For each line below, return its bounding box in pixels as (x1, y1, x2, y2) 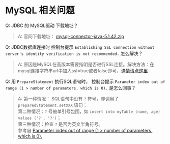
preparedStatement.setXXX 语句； (17, 102, 88, 108)
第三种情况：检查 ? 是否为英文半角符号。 (17, 121, 103, 127)
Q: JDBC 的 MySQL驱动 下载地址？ (5, 22, 78, 28)
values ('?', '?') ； (17, 114, 62, 121)
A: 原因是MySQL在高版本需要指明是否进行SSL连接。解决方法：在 (17, 61, 154, 67)
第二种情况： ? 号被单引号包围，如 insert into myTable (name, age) (17, 108, 160, 114)
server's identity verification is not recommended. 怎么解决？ (5, 50, 143, 56)
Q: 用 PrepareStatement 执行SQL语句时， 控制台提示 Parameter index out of (5, 78, 165, 84)
